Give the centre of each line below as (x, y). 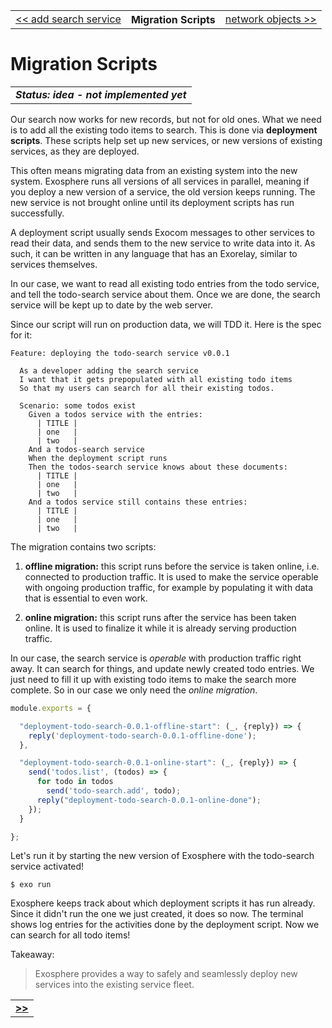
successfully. (37, 213)
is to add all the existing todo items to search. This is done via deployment (164, 130)
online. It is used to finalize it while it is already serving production (160, 628)
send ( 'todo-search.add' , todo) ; (114, 791)
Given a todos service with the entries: (115, 414)
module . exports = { (51, 708)
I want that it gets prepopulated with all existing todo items (156, 379)
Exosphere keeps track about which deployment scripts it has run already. (163, 903)
